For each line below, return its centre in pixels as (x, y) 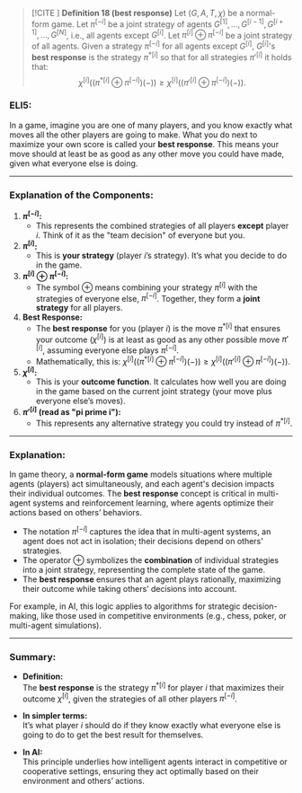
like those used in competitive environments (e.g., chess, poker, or (164, 615)
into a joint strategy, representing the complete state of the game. (144, 569)
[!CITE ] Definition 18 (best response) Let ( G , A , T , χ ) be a (138, 13)
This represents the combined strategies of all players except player (162, 225)
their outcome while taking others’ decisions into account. (129, 588)
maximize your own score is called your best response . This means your (144, 144)
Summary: (33, 656)
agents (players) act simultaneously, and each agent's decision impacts (142, 484)
